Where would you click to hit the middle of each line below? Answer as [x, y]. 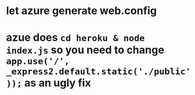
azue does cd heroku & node [76, 38]
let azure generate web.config [82, 11]
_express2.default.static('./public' [99, 72]
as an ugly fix [58, 83]
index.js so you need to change [85, 50]
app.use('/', [38, 61]
